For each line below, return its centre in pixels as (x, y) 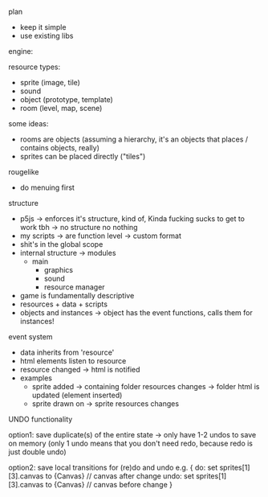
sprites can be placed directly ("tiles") (83, 156)
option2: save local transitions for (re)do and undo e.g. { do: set (113, 467)
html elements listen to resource (73, 361)
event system (30, 337)
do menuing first (47, 187)
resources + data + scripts (64, 304)
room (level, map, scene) (61, 108)
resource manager (75, 287)
